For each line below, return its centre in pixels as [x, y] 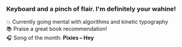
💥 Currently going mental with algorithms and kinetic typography [87, 22]
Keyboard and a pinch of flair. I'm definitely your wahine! [91, 9]
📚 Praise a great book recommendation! [57, 29]
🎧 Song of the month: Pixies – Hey [50, 38]
